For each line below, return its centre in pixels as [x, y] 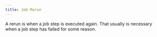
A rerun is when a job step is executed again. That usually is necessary [79, 24]
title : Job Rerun [23, 10]
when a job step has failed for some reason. [51, 29]
